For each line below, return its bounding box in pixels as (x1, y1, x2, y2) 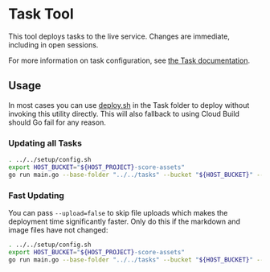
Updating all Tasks (8, 138, 83, 149)
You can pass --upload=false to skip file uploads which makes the (8, 208, 228, 217)
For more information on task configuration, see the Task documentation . (8, 56, 251, 65)
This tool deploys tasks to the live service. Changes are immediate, (8, 31, 231, 41)
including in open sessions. (8, 39, 99, 49)
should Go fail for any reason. (8, 117, 106, 127)
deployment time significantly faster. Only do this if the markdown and (8, 216, 241, 226)
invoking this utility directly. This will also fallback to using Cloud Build (8, 109, 239, 118)
